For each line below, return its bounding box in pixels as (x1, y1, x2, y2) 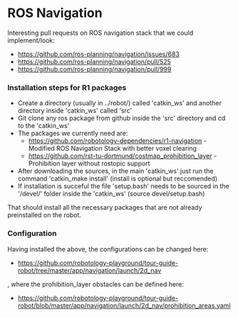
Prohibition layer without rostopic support (28, 159, 150, 168)
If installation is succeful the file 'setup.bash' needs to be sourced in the (17, 182, 229, 190)
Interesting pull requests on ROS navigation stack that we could (7, 28, 194, 37)
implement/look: (7, 36, 55, 44)
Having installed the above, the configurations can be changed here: (7, 245, 209, 253)
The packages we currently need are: (17, 129, 128, 138)
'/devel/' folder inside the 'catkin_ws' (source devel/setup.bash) (17, 190, 205, 198)
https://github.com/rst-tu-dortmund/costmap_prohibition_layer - (28, 151, 217, 161)
